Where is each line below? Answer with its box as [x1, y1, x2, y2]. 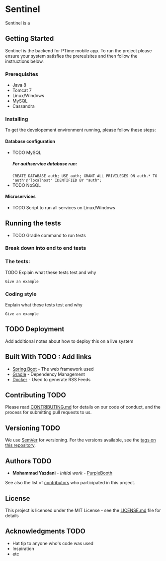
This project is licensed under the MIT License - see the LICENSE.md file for [5, 507, 161, 513]
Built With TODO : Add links [5, 353, 92, 361]
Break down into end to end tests [5, 245, 86, 252]
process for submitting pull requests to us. [5, 410, 92, 416]
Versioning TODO [5, 423, 61, 432]
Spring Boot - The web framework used [12, 366, 94, 372]
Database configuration [5, 138, 56, 144]
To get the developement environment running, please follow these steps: [5, 127, 156, 133]
